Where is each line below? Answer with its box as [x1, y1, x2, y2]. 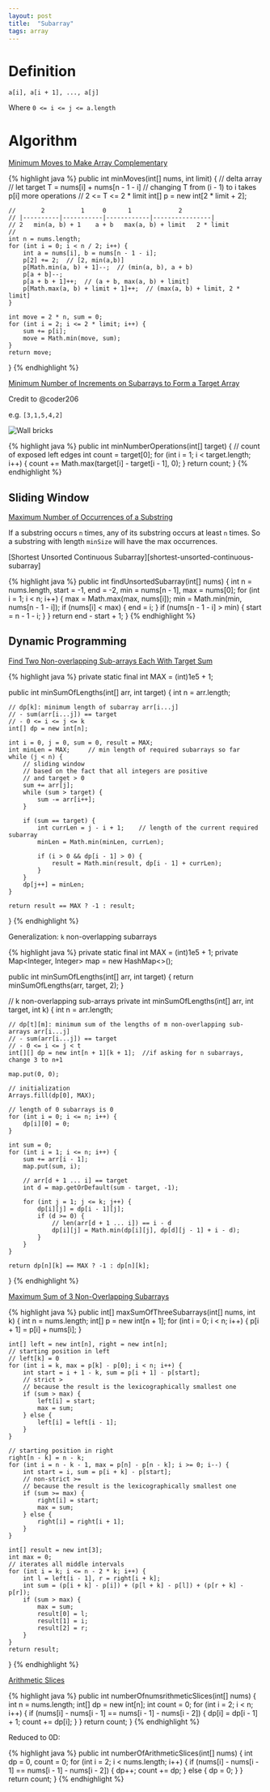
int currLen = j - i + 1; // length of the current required [37, 824, 259, 832]
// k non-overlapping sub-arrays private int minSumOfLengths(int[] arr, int [8, 996, 254, 1005]
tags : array [8, 27, 49, 35]
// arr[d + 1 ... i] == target [23, 1177, 129, 1185]
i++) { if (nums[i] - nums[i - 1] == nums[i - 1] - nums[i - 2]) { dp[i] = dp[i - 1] [8, 1708, 259, 1717]
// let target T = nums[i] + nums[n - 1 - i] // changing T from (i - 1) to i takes [8, 182, 257, 192]
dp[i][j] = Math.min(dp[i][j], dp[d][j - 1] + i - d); [51, 1226, 241, 1234]
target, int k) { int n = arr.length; [8, 1005, 113, 1014]
